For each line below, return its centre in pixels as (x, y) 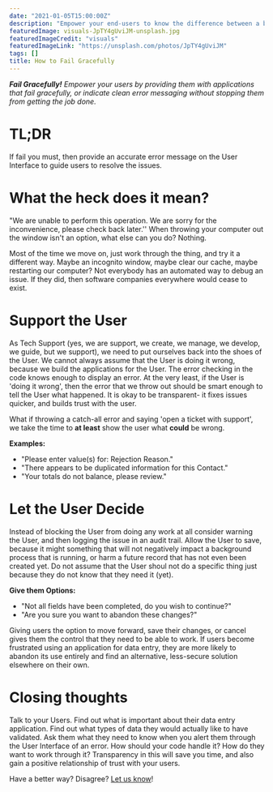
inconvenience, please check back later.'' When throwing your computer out (136, 229)
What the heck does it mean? (109, 198)
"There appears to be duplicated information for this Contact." (124, 468)
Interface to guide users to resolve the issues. (86, 165)
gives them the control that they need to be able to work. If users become (132, 639)
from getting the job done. (53, 101)
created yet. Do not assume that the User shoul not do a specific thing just (133, 566)
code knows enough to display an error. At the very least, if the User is (127, 377)
